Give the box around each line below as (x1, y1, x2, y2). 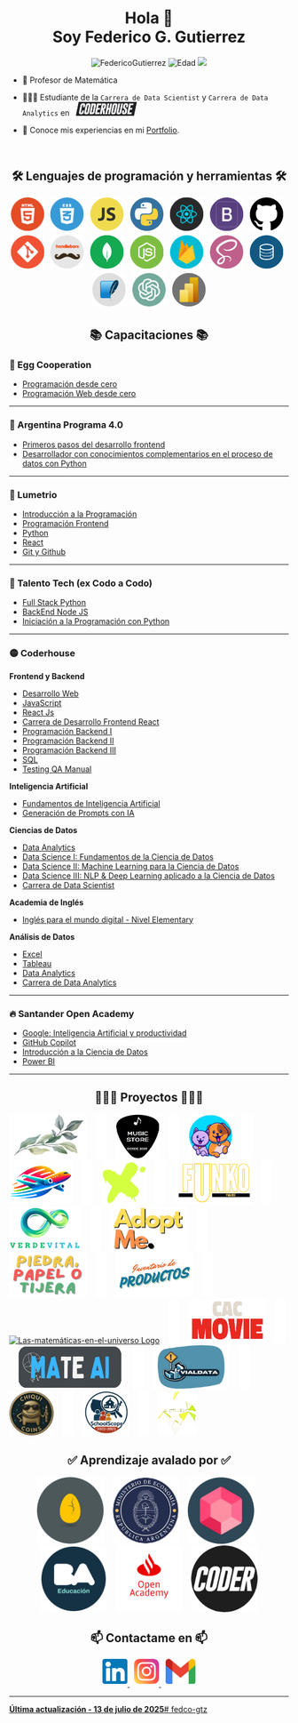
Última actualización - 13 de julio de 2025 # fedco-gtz (9, 1704, 208, 1715)
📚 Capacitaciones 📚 (90, 328, 208, 343)
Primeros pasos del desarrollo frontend (21, 439, 166, 450)
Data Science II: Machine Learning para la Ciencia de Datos (21, 861, 239, 871)
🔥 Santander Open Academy (9, 1007, 135, 1020)
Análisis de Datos (9, 931, 75, 942)
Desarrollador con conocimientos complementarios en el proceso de (21, 448, 273, 459)
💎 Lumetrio (9, 488, 58, 501)
